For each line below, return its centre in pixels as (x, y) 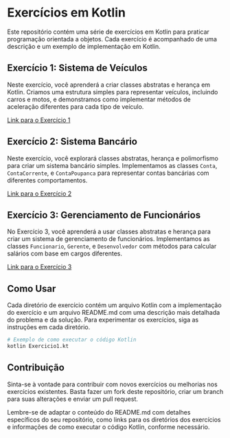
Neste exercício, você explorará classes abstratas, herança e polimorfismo (113, 158)
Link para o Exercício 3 (39, 267)
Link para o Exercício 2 (39, 194)
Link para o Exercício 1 (39, 120)
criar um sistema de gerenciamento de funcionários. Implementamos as (109, 239)
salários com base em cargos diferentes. (65, 253)
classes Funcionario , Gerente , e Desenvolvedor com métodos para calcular (112, 247)
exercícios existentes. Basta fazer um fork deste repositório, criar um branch (115, 391)
